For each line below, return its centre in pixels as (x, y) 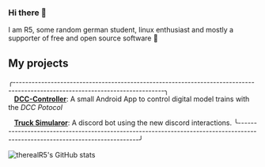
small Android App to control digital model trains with (163, 99)
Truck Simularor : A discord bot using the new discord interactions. (123, 123)
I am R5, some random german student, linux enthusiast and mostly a (121, 30)
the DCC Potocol (36, 108)
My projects (38, 63)
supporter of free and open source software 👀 (83, 38)
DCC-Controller (40, 99)
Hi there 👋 (28, 13)
